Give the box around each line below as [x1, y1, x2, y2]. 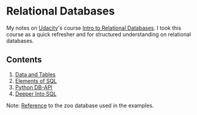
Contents [6, 54, 42, 65]
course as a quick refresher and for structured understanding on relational [6, 30, 192, 38]
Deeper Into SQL [15, 90, 57, 97]
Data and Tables [15, 71, 56, 78]
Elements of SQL [15, 77, 57, 84]
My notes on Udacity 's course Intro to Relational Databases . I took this [6, 24, 181, 31]
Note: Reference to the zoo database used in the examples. [6, 102, 154, 109]
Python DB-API [15, 84, 53, 91]
